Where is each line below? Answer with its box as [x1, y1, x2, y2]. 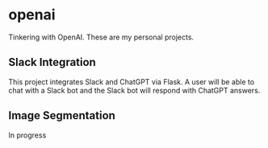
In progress [8, 130, 47, 140]
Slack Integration [8, 55, 97, 69]
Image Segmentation [8, 109, 115, 122]
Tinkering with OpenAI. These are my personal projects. [8, 32, 195, 42]
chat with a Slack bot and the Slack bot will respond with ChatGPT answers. [8, 85, 261, 95]
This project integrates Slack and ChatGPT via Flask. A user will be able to [8, 76, 255, 86]
